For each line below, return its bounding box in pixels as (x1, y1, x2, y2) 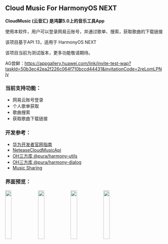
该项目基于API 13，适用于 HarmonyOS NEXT (5, 39, 96, 45)
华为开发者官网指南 (12, 142, 52, 148)
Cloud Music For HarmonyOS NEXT (5, 4, 117, 12)
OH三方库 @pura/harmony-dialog (12, 159, 81, 165)
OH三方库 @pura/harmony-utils (12, 153, 77, 159)
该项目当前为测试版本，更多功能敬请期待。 (5, 49, 93, 55)
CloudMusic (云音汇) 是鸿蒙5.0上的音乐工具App (5, 17, 105, 24)
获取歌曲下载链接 (12, 116, 48, 122)
